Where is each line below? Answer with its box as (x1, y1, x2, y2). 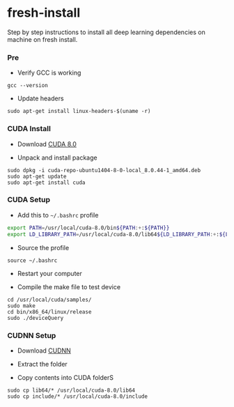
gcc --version (7, 82, 49, 89)
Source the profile (17, 243, 70, 252)
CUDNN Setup (7, 330, 56, 340)
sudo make (7, 302, 36, 309)
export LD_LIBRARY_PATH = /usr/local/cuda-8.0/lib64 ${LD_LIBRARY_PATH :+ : (7, 231, 219, 238)
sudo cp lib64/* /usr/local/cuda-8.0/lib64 (7, 387, 136, 394)
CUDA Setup (7, 195, 51, 205)
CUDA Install (7, 124, 51, 134)
